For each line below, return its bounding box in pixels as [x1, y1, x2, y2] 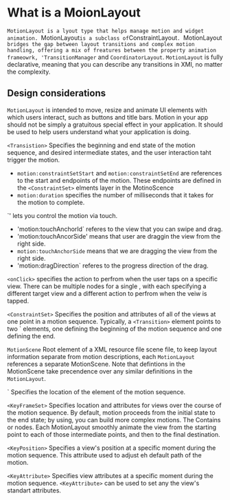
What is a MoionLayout [7, 5, 141, 21]
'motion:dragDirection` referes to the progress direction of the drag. [16, 261, 209, 270]
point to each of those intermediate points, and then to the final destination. [7, 430, 221, 438]
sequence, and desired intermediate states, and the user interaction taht [7, 148, 211, 156]
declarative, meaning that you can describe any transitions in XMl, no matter [7, 60, 223, 68]
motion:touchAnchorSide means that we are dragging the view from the [16, 246, 218, 255]
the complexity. [7, 67, 51, 76]
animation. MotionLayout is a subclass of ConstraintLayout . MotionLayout [7, 33, 222, 42]
